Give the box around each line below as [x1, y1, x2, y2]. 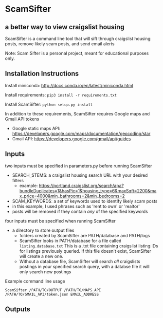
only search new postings [19, 269, 72, 275]
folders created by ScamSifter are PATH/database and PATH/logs [19, 232, 150, 238]
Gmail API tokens [5, 116, 39, 122]
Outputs [5, 305, 31, 314]
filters [12, 177, 24, 183]
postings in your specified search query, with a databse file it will [19, 263, 150, 269]
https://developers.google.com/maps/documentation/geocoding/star [12, 131, 151, 136]
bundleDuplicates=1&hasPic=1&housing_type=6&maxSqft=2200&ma [19, 187, 157, 193]
